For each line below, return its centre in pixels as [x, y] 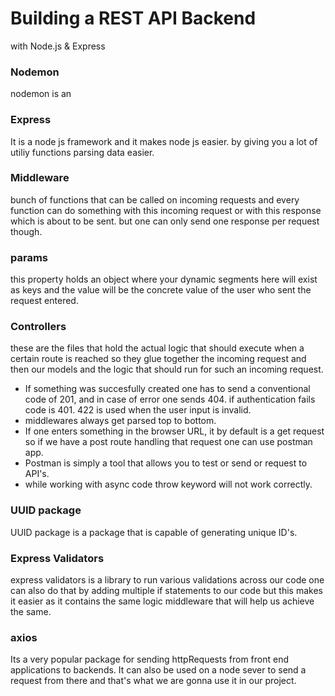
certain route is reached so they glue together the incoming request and [158, 359]
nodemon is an [41, 94]
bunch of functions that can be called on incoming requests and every [155, 199]
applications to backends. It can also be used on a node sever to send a [158, 670]
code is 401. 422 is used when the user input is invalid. [138, 410]
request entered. [44, 301]
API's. [37, 474]
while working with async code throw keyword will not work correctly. [168, 484]
